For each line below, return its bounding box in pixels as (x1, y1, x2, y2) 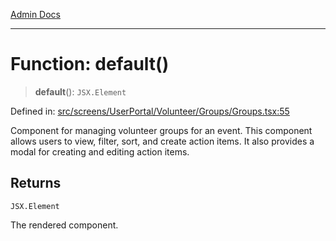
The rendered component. (10, 219, 119, 231)
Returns (10, 175, 62, 192)
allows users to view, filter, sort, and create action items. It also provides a (10, 135, 315, 147)
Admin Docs (10, 9, 61, 20)
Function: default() (10, 53, 170, 76)
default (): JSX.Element (34, 85, 127, 98)
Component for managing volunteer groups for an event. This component (10, 124, 313, 136)
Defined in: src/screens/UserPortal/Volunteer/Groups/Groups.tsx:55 (10, 105, 290, 117)
